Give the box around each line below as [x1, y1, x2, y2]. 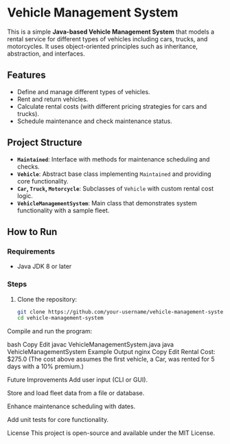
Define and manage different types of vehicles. [16, 87, 150, 96]
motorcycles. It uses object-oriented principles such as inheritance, [7, 42, 198, 50]
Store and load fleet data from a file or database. [7, 389, 145, 397]
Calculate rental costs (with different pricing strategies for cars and [16, 102, 207, 111]
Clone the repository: [16, 295, 78, 303]
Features [7, 69, 46, 81]
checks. [16, 162, 40, 170]
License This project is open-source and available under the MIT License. [7, 429, 215, 437]
